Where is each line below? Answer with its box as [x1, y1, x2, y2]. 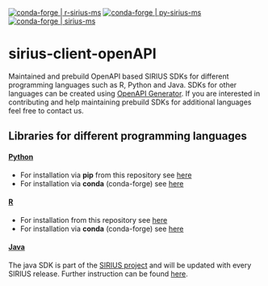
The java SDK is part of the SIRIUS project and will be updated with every [8, 260, 252, 270]
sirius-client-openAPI [8, 45, 157, 63]
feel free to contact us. [8, 105, 85, 115]
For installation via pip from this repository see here [19, 170, 192, 180]
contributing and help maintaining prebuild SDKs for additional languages [8, 97, 252, 107]
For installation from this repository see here [19, 215, 168, 224]
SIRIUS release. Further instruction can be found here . [8, 268, 188, 279]
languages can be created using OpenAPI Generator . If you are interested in [8, 88, 261, 98]
